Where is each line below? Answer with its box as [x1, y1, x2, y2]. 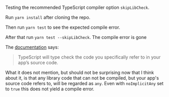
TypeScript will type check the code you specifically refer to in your [17, 54, 161, 60]
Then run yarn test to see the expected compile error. [5, 24, 120, 30]
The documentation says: [5, 44, 59, 50]
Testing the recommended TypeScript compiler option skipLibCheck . [5, 5, 150, 10]
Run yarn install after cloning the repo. [5, 14, 91, 20]
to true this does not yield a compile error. [5, 86, 95, 92]
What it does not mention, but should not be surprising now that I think [5, 69, 154, 75]
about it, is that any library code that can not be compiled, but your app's [5, 75, 159, 81]
